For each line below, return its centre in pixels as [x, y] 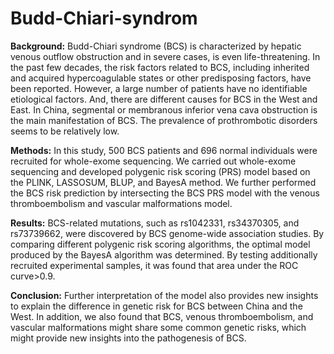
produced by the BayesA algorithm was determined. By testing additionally [164, 254]
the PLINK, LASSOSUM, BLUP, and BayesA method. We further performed [163, 182]
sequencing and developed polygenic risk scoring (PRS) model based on [160, 171]
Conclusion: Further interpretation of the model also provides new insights [164, 295]
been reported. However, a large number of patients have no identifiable [159, 88]
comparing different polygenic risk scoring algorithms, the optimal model [160, 244]
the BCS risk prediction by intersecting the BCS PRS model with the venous [165, 193]
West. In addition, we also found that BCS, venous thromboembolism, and [162, 316]
